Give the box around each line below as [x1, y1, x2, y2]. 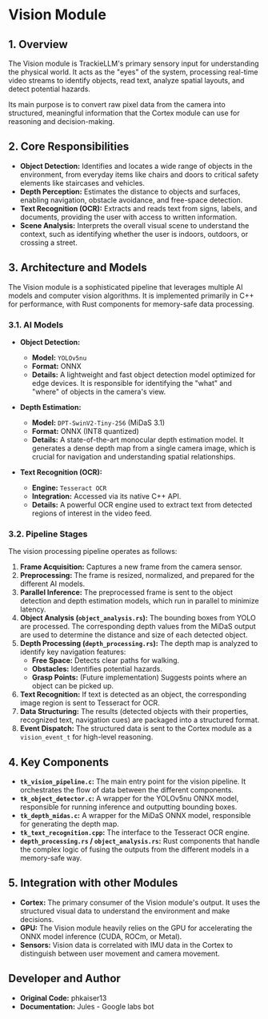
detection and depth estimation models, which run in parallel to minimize [19, 596, 259, 606]
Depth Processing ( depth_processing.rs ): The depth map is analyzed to [19, 639, 258, 648]
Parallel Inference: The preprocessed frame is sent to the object [19, 588, 234, 597]
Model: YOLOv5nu [31, 352, 87, 362]
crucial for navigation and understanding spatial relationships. [31, 451, 236, 461]
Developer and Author [8, 972, 122, 985]
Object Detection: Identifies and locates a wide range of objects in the [19, 161, 254, 171]
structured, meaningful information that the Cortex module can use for [8, 108, 240, 118]
